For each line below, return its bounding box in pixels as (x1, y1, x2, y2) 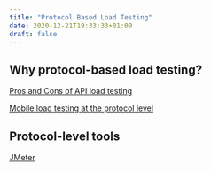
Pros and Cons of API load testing (9, 86, 133, 97)
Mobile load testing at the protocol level (9, 103, 153, 113)
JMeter (9, 152, 35, 162)
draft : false (9, 29, 58, 38)
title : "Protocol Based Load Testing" (9, 12, 152, 22)
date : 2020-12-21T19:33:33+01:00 (9, 21, 133, 30)
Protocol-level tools (9, 128, 121, 144)
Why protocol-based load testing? (9, 62, 202, 77)
